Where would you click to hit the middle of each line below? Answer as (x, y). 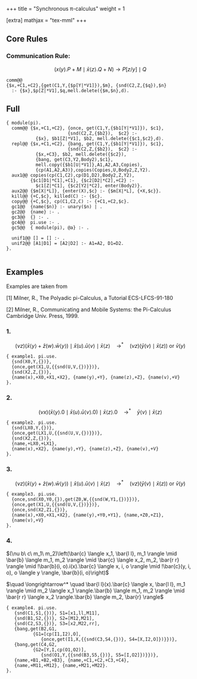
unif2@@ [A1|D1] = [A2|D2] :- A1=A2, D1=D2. (68, 243)
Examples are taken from (37, 286)
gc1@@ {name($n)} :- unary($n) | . (57, 207)
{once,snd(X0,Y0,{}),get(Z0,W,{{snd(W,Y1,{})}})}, (76, 499)
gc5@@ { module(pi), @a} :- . (50, 228)
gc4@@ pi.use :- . (36, 222)
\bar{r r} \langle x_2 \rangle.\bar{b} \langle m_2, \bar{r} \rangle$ (85, 597)
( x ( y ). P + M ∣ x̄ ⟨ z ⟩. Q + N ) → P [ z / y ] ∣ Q (100, 69)
